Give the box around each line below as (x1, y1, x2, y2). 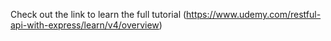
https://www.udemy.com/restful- (186, 9, 322, 20)
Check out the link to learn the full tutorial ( (10, 9, 187, 20)
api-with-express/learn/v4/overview (10, 19, 160, 31)
